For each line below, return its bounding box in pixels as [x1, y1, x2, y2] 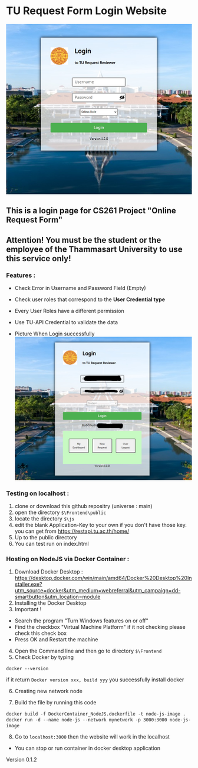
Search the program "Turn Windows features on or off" [14, 617, 148, 624]
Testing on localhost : [6, 489, 70, 497]
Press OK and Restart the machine [14, 636, 98, 643]
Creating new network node [14, 688, 82, 695]
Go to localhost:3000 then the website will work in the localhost [14, 733, 170, 740]
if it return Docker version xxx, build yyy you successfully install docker [6, 676, 184, 683]
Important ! [14, 606, 42, 613]
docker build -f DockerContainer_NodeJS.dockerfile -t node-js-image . [6, 711, 186, 717]
